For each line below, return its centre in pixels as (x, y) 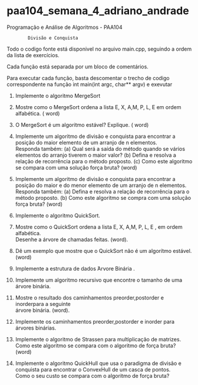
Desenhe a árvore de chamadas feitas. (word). (72, 239)
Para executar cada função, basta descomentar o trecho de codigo (88, 78)
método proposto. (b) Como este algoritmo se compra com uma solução (103, 198)
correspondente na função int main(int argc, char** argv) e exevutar (90, 84)
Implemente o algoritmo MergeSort (58, 96)
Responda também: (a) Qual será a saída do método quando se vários (100, 149)
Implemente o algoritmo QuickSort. (58, 215)
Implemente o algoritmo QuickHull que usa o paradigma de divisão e (98, 363)
